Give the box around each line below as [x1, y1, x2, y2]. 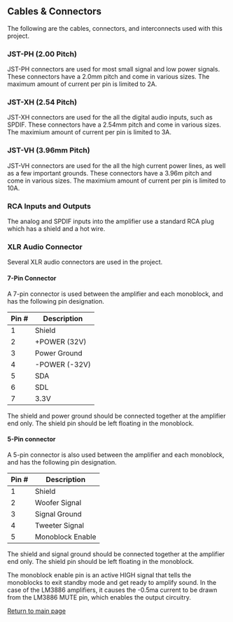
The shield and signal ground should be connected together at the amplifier [7, 549, 225, 558]
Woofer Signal [34, 497, 82, 507]
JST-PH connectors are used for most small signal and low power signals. [7, 65, 220, 73]
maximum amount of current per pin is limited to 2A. [7, 80, 157, 88]
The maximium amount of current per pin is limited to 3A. [7, 128, 172, 136]
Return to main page [7, 607, 66, 615]
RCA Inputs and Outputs [7, 201, 91, 211]
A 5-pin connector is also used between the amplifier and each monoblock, [7, 451, 225, 459]
